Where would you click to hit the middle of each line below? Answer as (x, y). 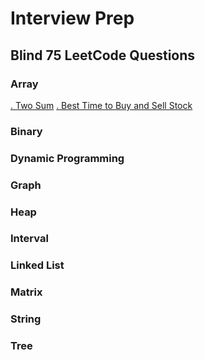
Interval (29, 239)
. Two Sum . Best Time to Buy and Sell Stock (101, 105)
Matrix (26, 292)
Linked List (37, 265)
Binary (26, 131)
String (26, 319)
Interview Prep (72, 18)
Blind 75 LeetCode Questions (103, 55)
